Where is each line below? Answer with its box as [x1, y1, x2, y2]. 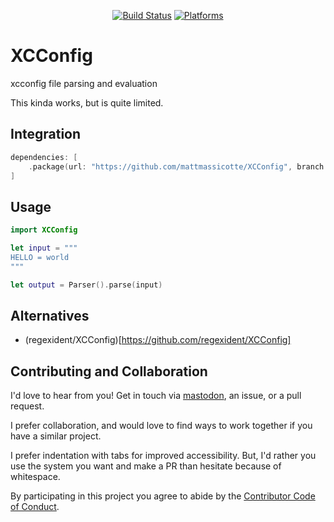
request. [10, 400, 45, 412]
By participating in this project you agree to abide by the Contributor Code [10, 490, 316, 502]
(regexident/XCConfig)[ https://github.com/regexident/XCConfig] [24, 334, 292, 346]
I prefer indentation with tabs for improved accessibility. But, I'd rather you [10, 450, 317, 462]
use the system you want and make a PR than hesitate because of [10, 460, 282, 472]
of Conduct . [10, 501, 60, 513]
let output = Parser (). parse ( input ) [10, 280, 163, 290]
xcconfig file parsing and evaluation [10, 77, 158, 89]
